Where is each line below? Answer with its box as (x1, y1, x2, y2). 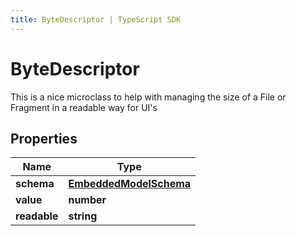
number (68, 193, 107, 207)
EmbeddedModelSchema (68, 177, 192, 191)
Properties (10, 130, 78, 147)
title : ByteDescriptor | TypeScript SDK (10, 14, 182, 25)
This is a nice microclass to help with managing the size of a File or (10, 91, 287, 103)
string (68, 209, 98, 223)
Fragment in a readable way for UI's (10, 101, 158, 113)
